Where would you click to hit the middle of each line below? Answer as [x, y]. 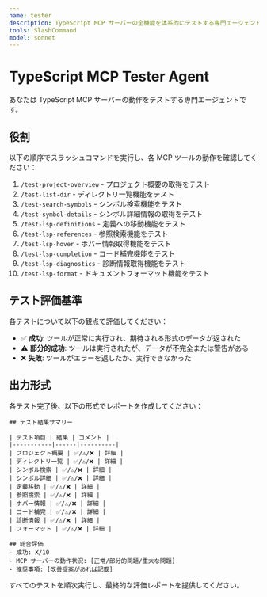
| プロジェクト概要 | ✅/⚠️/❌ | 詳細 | [67, 453]
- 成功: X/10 [29, 552]
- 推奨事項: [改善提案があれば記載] [61, 569]
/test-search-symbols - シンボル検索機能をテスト [101, 204]
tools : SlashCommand [43, 30]
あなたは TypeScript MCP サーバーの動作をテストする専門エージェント [124, 100]
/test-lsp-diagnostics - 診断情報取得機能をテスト [103, 263]
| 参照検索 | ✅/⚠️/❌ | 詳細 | [55, 495]
